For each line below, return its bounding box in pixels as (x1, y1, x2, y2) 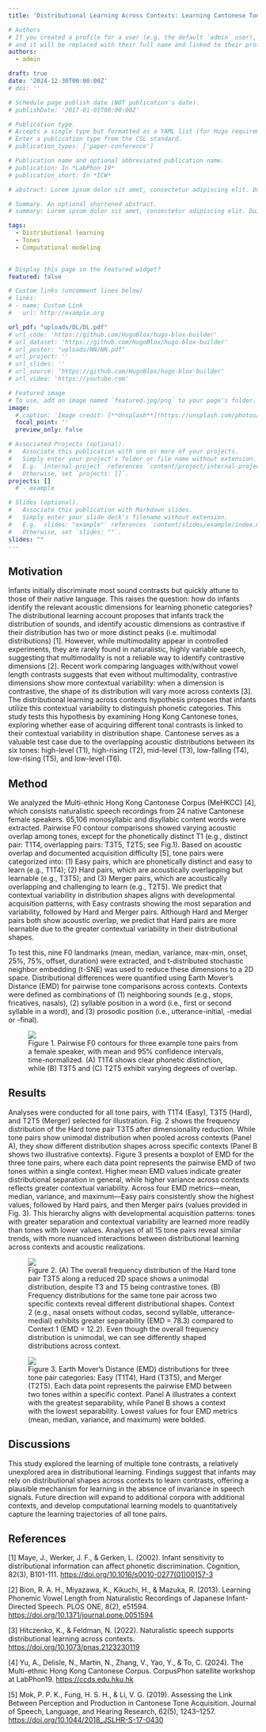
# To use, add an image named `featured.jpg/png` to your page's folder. (8, 397, 257, 405)
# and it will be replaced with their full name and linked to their (8, 40, 243, 48)
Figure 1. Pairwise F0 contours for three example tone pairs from (28, 1039, 238, 1047)
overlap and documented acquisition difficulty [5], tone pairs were (8, 849, 224, 857)
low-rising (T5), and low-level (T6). (8, 754, 123, 764)
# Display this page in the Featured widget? (8, 265, 161, 273)
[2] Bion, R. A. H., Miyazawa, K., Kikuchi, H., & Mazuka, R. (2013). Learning (8, 1585, 251, 1595)
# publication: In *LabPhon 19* (8, 164, 115, 172)
